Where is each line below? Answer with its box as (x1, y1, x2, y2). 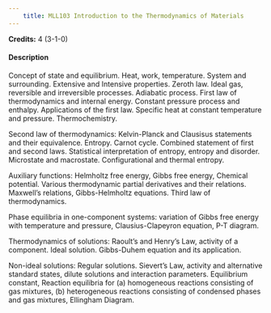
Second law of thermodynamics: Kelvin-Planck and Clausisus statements (8, 129, 252, 138)
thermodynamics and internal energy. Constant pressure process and (8, 96, 240, 106)
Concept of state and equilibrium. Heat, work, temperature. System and (8, 70, 247, 80)
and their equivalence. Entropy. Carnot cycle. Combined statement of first (8, 137, 254, 147)
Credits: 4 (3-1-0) (8, 34, 69, 44)
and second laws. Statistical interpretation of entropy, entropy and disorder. (8, 146, 260, 156)
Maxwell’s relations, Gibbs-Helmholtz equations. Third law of (8, 188, 211, 197)
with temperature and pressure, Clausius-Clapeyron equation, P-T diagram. (8, 220, 260, 231)
